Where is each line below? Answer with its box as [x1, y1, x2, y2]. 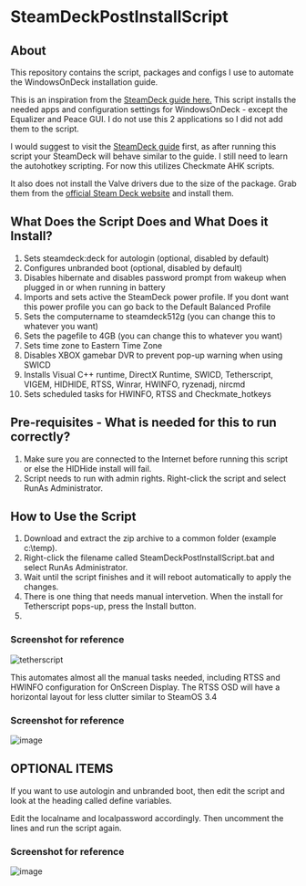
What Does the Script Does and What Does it [10, 214, 269, 230]
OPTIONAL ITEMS [10, 761, 114, 777]
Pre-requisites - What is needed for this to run [10, 415, 277, 431]
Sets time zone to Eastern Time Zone [23, 339, 163, 350]
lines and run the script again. [10, 822, 122, 833]
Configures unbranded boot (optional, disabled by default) [23, 262, 243, 273]
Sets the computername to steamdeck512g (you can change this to [23, 310, 276, 321]
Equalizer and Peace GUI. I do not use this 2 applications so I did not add [10, 114, 283, 124]
